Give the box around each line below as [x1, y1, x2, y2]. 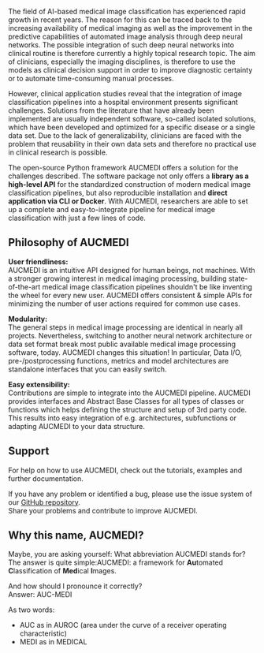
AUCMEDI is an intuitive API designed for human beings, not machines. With [8, 265, 256, 274]
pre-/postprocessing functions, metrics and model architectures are [8, 356, 229, 365]
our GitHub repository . [8, 497, 81, 507]
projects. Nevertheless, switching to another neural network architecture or [8, 330, 252, 340]
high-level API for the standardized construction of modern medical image [8, 180, 251, 188]
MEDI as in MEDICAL [19, 637, 87, 647]
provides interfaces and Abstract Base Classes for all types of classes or [8, 396, 244, 405]
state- [228, 274, 248, 283]
